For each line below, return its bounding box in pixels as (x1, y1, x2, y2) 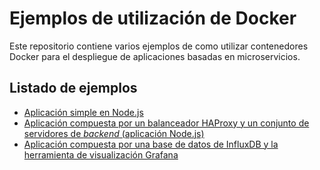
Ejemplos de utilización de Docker (9, 7, 297, 30)
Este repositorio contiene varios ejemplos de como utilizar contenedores (9, 40, 309, 52)
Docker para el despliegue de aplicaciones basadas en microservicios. (9, 50, 301, 62)
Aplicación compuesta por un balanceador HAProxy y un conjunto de (23, 117, 310, 129)
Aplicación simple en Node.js (23, 106, 144, 118)
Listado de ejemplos (9, 80, 138, 97)
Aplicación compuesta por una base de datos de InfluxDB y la (23, 138, 279, 150)
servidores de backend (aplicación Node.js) (23, 127, 205, 139)
